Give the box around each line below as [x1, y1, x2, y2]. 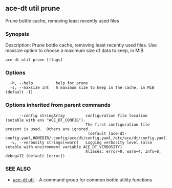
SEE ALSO [5, 165, 31, 172]
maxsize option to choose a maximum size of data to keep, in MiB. [5, 48, 145, 54]
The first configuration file [85, 122, 150, 127]
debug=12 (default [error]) [5, 153, 66, 158]
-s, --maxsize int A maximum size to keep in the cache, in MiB [10, 85, 155, 90]
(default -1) [5, 89, 33, 95]
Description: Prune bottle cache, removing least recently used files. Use [5, 42, 157, 48]
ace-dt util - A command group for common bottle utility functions [12, 177, 153, 183]
